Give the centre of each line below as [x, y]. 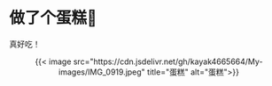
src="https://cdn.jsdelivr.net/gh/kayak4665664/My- [168, 61]
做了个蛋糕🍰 [53, 18]
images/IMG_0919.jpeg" [102, 72]
